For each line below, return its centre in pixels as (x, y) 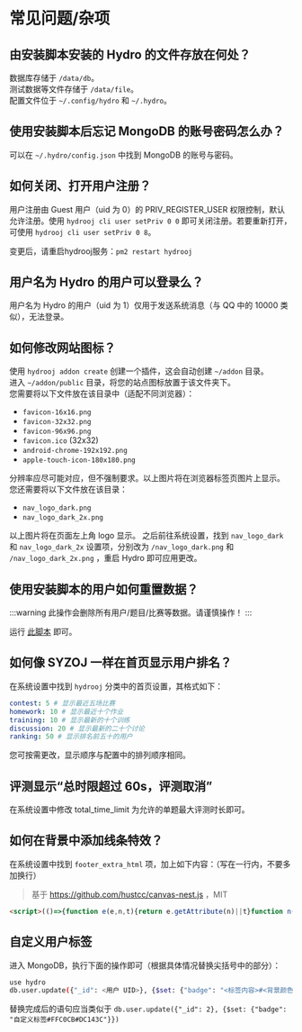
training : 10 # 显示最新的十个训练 (70, 720)
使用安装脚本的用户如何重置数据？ (104, 589)
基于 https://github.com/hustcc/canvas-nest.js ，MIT (129, 894)
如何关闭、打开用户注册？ (80, 186)
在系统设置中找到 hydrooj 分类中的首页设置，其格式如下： (116, 686)
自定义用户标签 (51, 942)
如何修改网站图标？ (62, 348)
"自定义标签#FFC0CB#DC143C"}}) (64, 1020)
